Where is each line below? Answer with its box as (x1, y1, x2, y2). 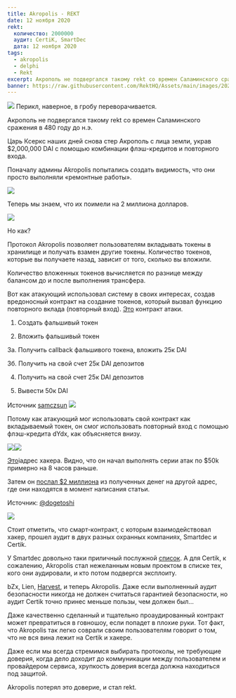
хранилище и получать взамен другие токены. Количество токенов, (7, 247, 212, 257)
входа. (7, 152, 27, 160)
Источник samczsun (7, 401, 68, 410)
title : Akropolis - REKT (7, 10, 80, 18)
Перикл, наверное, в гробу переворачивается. (15, 103, 157, 111)
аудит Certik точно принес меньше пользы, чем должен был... (7, 597, 195, 606)
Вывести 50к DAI (17, 387, 68, 395)
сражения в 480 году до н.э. (7, 124, 93, 132)
